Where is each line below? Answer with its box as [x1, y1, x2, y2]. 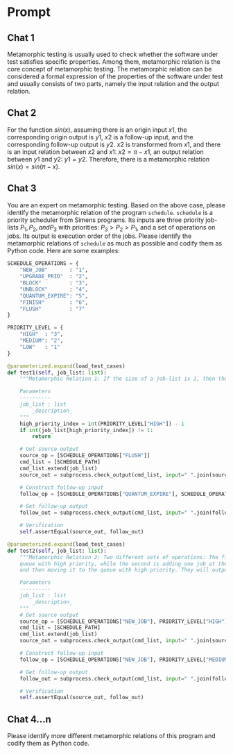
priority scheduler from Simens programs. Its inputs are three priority [7, 216, 205, 224]
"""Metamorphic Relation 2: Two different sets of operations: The [19, 554, 218, 560]
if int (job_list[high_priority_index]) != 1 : [19, 427, 154, 434]
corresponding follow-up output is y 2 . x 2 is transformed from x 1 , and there [7, 140, 221, 148]
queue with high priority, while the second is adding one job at [19, 560, 216, 567]
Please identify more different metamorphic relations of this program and [7, 732, 216, 740]
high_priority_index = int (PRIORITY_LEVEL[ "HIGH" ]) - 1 [19, 420, 185, 427]
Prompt [7, 4, 51, 20]
